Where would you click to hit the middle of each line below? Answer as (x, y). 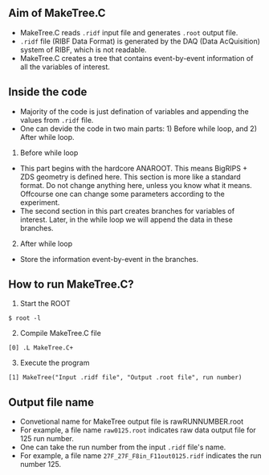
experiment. (40, 202)
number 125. (41, 465)
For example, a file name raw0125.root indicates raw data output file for (138, 430)
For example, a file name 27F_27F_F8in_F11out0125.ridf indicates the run (141, 456)
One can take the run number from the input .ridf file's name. (123, 447)
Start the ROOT (45, 304)
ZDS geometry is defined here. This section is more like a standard (130, 177)
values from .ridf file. (57, 120)
